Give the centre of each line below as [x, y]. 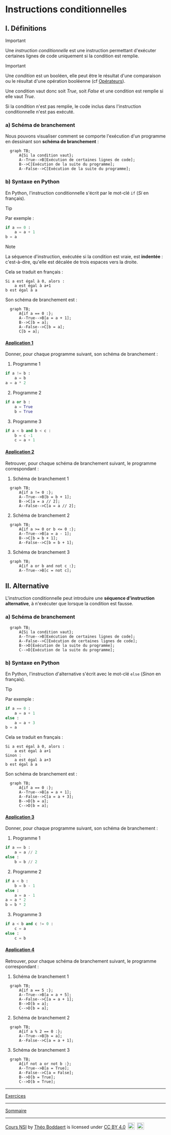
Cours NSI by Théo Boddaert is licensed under [54, 1127]
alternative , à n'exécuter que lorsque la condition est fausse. [69, 604]
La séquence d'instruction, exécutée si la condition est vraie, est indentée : [84, 257]
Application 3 [20, 817]
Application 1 [19, 343]
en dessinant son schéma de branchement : [52, 142]
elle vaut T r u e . [20, 96]
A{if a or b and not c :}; [47, 566]
